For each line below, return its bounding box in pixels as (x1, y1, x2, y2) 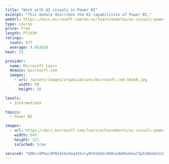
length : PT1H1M (5, 31, 37, 36)
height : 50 (18, 87, 42, 92)
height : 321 (14, 137, 39, 142)
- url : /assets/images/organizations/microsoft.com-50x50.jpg (14, 77, 147, 83)
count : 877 (10, 40, 33, 45)
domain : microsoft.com (10, 68, 57, 73)
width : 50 (18, 82, 39, 87)
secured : (5, 151, 24, 156)
